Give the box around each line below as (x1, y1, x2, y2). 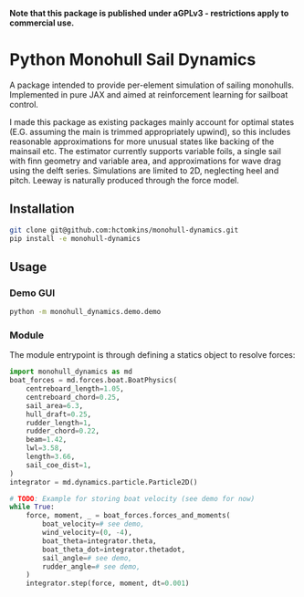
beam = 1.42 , (26, 435, 68, 445)
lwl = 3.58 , (26, 444, 64, 453)
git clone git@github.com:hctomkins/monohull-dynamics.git (9, 225, 239, 235)
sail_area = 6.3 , (26, 401, 84, 410)
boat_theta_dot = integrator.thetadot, (42, 545, 185, 554)
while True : (9, 502, 55, 512)
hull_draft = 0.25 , (26, 410, 92, 419)
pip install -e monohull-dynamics (9, 234, 142, 243)
